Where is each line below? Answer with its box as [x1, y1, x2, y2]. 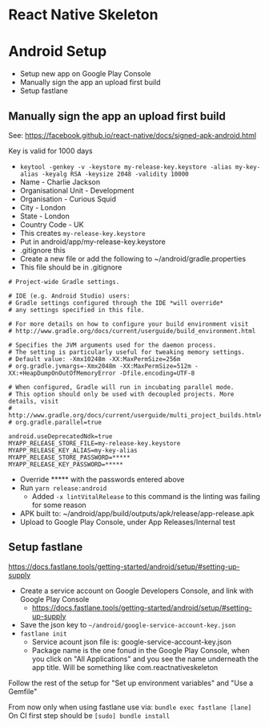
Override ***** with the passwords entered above [19, 474, 185, 484]
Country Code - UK [19, 219, 84, 229]
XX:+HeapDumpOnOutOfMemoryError [8, 369, 116, 377]
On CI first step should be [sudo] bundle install [8, 710, 171, 720]
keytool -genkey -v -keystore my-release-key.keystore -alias [19, 163, 232, 171]
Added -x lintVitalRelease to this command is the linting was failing [31, 491, 260, 501]
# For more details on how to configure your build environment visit [8, 319, 249, 328]
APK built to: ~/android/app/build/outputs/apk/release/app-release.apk [19, 508, 255, 518]
